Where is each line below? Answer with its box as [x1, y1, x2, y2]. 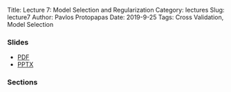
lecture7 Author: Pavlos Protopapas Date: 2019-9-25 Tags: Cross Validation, [7, 13, 224, 21]
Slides [7, 37, 29, 47]
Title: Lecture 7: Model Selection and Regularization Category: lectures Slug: [7, 6, 225, 14]
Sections [7, 78, 38, 87]
